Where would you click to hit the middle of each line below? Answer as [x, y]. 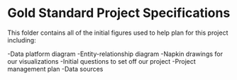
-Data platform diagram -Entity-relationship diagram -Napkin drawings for [115, 54]
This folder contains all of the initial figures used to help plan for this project [118, 33]
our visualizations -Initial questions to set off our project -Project [102, 61]
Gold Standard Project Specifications [119, 13]
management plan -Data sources [55, 69]
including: [22, 40]
